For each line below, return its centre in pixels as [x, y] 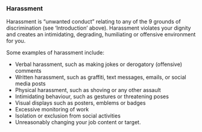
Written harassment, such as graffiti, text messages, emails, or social [100, 78]
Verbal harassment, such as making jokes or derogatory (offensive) [99, 64]
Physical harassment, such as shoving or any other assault [88, 90]
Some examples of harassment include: [55, 53]
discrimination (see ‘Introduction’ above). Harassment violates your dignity [99, 28]
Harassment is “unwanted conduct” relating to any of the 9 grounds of [93, 22]
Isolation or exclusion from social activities [68, 116]
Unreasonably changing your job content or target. [78, 122]
